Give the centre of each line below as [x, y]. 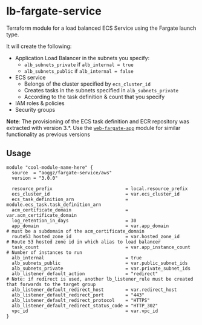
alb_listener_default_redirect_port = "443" [78, 295]
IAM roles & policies [40, 103]
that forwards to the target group [51, 284]
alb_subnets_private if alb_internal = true [79, 64]
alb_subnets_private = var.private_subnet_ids [101, 269]
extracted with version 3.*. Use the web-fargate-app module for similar [93, 128]
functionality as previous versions [48, 134]
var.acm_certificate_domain [42, 215]
